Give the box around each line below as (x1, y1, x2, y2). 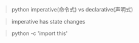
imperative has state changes (11, 18, 86, 25)
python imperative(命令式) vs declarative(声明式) (11, 6, 134, 13)
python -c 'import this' (11, 30, 68, 37)
